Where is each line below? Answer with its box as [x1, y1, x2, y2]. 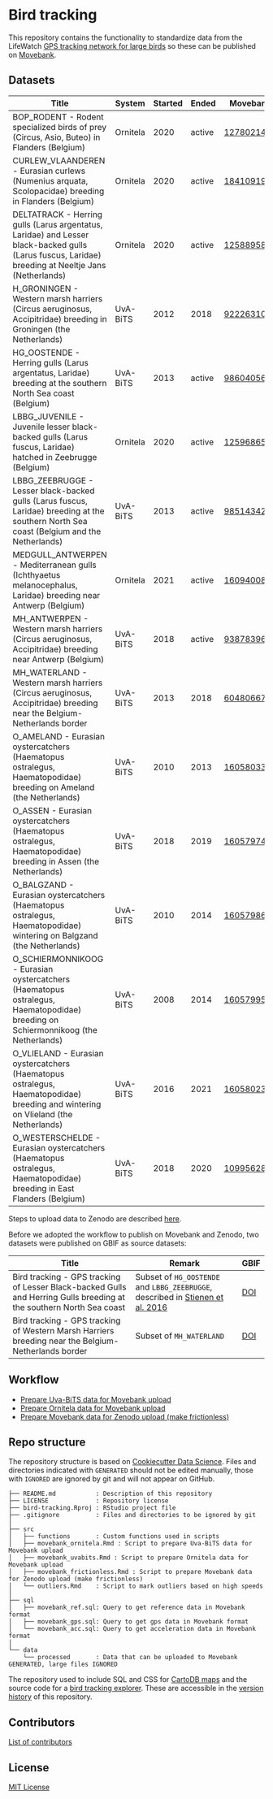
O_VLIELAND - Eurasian [12, 1047, 104, 1059]
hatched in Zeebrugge [12, 451, 97, 462]
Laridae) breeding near [12, 589, 101, 600]
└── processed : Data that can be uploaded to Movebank [23, 1654, 238, 1662]
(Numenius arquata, [12, 175, 89, 186]
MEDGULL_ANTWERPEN [12, 548, 107, 560]
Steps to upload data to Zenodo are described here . [8, 1213, 182, 1224]
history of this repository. [8, 1692, 93, 1701]
